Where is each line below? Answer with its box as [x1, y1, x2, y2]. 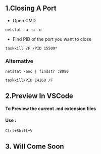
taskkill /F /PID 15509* [5, 45, 58, 51]
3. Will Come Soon [5, 142, 64, 150]
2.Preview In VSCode [5, 91, 73, 100]
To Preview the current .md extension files [5, 106, 96, 112]
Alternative [5, 58, 34, 65]
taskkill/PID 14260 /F [5, 78, 53, 83]
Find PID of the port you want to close [12, 36, 92, 42]
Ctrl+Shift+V [5, 128, 33, 133]
